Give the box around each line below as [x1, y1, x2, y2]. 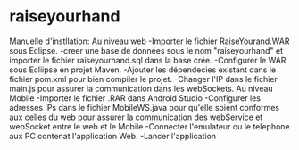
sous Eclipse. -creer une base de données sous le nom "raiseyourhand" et [9, 45, 284, 55]
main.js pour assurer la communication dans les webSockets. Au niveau [9, 83, 274, 94]
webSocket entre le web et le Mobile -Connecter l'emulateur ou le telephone [9, 121, 290, 131]
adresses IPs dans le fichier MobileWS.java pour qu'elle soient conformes [9, 102, 279, 112]
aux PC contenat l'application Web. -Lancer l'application [9, 130, 217, 141]
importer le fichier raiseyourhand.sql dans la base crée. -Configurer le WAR [9, 54, 287, 65]
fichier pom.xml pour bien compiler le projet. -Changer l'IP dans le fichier [9, 73, 278, 84]
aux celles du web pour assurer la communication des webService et [9, 112, 263, 122]
